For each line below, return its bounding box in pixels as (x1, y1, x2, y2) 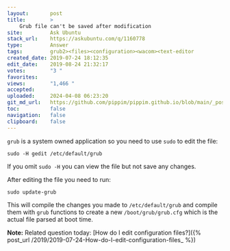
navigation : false (7, 111, 66, 118)
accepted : (7, 86, 36, 93)
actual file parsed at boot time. (7, 215, 94, 223)
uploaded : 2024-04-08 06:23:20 (7, 93, 109, 100)
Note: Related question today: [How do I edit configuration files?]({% (7, 228, 202, 237)
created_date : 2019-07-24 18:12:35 (7, 55, 109, 62)
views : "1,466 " (7, 80, 75, 87)
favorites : (7, 73, 38, 81)
